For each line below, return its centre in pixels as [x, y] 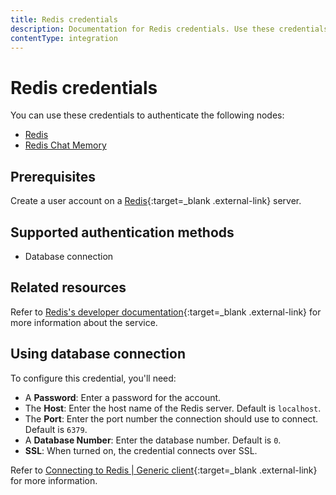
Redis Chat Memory [65, 145]
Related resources [68, 287]
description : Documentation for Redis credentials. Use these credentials [169, 29]
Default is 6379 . [56, 429]
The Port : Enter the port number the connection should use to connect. [171, 418]
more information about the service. [84, 322]
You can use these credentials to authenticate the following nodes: [147, 115]
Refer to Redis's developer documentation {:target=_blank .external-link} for [166, 312]
